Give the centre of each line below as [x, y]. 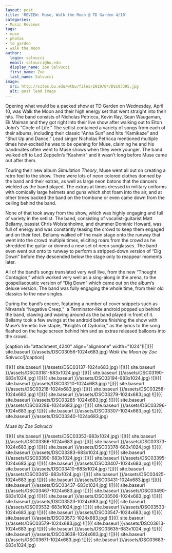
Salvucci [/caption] [25, 357]
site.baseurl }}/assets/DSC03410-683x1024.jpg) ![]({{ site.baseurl [75, 469]
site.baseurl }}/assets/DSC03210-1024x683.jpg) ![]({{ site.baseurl [75, 383]
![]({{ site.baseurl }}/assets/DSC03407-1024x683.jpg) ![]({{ [100, 463]
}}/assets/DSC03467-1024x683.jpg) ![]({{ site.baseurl [62, 490]
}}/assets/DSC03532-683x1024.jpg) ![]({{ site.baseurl [62, 507]
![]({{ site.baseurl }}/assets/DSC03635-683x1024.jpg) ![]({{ [100, 528]
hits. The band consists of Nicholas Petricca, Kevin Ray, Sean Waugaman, [83, 116]
